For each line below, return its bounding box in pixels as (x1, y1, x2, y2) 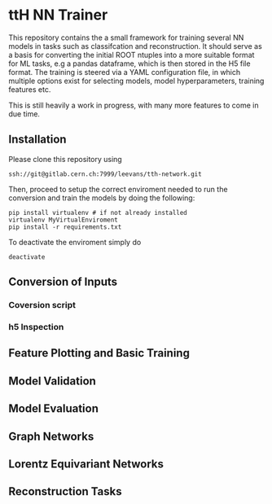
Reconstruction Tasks (8, 484, 122, 498)
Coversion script (8, 300, 76, 311)
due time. (8, 108, 41, 119)
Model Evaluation (8, 401, 99, 416)
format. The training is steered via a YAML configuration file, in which (8, 67, 241, 77)
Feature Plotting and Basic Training (8, 346, 190, 360)
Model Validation (8, 374, 96, 388)
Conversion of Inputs (8, 275, 118, 289)
